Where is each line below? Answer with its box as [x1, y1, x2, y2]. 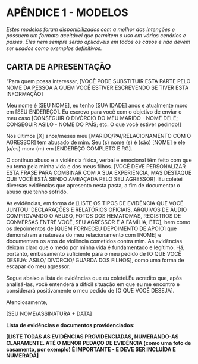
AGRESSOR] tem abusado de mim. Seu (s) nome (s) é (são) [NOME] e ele [6, 139, 186, 146]
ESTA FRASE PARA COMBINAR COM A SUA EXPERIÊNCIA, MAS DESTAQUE [6, 169, 192, 176]
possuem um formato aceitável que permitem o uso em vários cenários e [6, 32, 186, 39]
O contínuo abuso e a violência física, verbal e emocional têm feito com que [6, 156, 192, 164]
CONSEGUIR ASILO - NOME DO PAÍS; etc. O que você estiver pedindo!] [6, 121, 181, 128]
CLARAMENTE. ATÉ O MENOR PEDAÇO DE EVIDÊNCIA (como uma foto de [6, 339, 191, 346]
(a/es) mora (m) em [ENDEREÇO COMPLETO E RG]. [6, 145, 133, 152]
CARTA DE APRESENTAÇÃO [6, 62, 111, 72]
